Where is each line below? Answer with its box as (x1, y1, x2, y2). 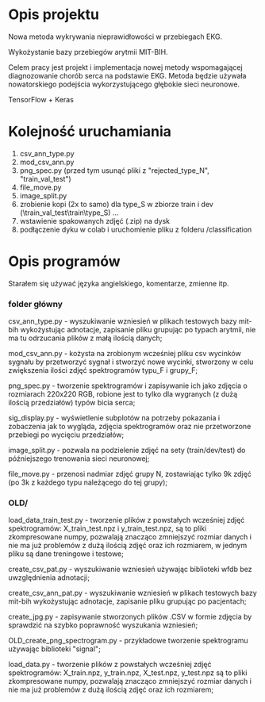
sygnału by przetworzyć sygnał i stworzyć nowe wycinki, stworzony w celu (8, 357, 254, 366)
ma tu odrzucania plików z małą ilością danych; (8, 333, 163, 343)
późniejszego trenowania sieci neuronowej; (8, 454, 150, 463)
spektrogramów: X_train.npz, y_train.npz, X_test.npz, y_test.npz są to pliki (8, 668, 248, 677)
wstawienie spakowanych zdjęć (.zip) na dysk (19, 216, 171, 225)
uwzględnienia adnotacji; (8, 573, 90, 582)
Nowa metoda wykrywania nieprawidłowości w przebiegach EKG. (8, 32, 223, 41)
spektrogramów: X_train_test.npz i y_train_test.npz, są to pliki (8, 524, 207, 533)
